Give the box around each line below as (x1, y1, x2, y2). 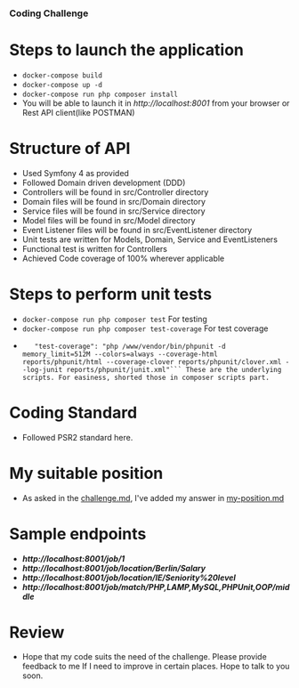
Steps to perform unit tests (9, 284, 212, 304)
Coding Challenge (9, 7, 89, 20)
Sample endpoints (9, 523, 147, 544)
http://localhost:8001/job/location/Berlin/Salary (21, 563, 206, 573)
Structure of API (9, 139, 131, 158)
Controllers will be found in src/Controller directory (21, 186, 209, 198)
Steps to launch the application (9, 40, 245, 61)
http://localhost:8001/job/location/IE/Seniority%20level (21, 572, 236, 583)
